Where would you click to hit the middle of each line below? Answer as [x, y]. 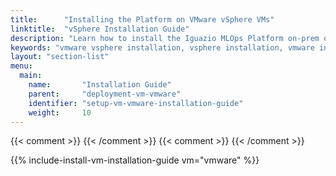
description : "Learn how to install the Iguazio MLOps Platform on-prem [165, 38]
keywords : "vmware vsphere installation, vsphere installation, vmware [162, 47]
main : [31, 76]
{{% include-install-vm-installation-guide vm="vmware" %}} [135, 160]
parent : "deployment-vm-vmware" [105, 94]
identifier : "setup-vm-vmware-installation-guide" [136, 103]
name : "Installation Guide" [100, 85]
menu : [21, 66]
